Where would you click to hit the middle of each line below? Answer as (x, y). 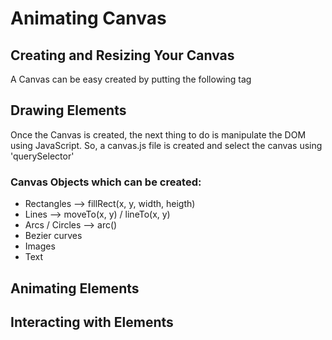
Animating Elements (75, 288)
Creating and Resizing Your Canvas (122, 55)
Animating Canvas (88, 18)
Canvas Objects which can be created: (106, 182)
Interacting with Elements (92, 322)
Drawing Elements (68, 110)
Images (40, 246)
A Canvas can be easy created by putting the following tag (131, 79)
